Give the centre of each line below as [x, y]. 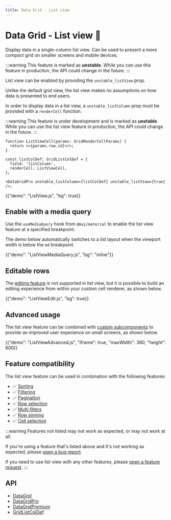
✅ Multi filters [27, 409]
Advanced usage [33, 315]
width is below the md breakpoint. [40, 245]
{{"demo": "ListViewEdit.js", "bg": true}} [47, 299]
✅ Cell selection [30, 421]
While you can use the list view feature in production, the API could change [84, 127]
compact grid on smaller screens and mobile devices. [62, 55]
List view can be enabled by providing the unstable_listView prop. [75, 80]
